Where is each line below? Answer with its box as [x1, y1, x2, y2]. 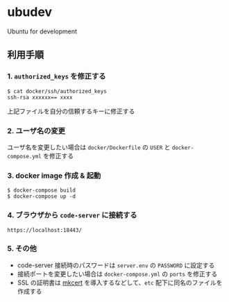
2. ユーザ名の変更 [7, 126, 66, 135]
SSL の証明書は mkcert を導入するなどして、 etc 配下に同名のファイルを [17, 278, 223, 287]
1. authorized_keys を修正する [7, 72, 106, 81]
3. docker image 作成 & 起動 [7, 171, 101, 181]
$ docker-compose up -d [7, 193, 76, 200]
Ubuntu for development [7, 27, 78, 35]
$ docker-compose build [7, 187, 76, 194]
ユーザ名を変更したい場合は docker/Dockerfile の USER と [7, 143, 171, 151]
